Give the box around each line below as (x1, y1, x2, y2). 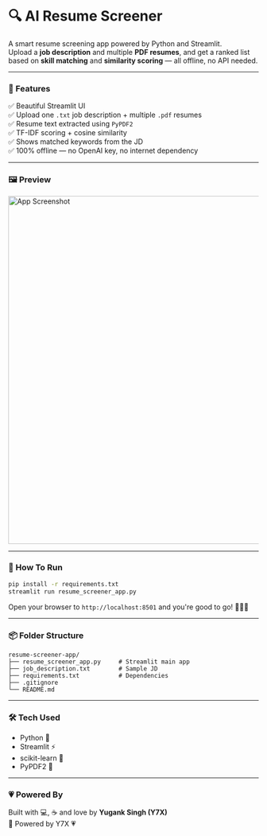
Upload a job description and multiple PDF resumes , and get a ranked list (8, 47, 250, 56)
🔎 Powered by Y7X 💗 (8, 819, 76, 829)
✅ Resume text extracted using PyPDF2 (8, 119, 133, 129)
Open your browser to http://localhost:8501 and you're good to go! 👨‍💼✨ (8, 602, 249, 612)
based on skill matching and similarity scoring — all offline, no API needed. (8, 56, 258, 65)
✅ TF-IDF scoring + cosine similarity (8, 128, 127, 138)
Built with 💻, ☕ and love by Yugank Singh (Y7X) (8, 807, 168, 817)
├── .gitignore (8, 679, 59, 686)
